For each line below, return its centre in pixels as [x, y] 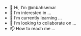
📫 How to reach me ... [32, 28]
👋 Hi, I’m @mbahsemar [33, 8]
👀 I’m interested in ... [30, 13]
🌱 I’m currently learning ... [36, 18]
